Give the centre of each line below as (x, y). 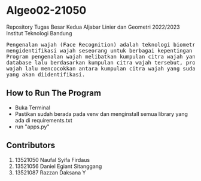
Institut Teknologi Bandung (39, 33)
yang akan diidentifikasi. (46, 74)
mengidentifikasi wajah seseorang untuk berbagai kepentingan (99, 50)
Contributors (31, 145)
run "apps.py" (32, 127)
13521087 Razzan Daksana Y (50, 172)
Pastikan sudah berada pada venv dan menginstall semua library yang (101, 113)
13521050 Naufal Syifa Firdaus (52, 159)
